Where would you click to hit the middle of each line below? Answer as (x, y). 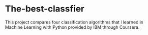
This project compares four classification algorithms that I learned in (74, 22)
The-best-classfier (45, 9)
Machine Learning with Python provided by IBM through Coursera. (72, 27)
